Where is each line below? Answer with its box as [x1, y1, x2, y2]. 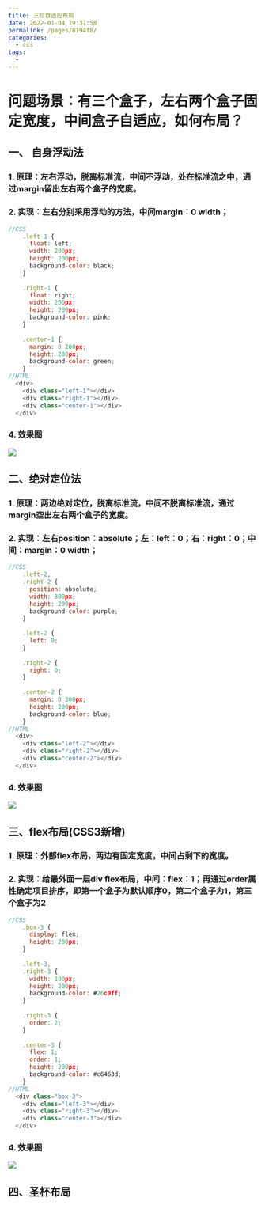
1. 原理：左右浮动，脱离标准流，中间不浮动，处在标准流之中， [8, 172, 243, 183]
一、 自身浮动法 [8, 146, 84, 159]
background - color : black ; [28, 262, 115, 270]
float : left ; [28, 240, 73, 248]
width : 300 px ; [28, 593, 77, 601]
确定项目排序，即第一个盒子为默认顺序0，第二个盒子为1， [16, 885, 236, 896]
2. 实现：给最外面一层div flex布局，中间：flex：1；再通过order [8, 873, 248, 885]
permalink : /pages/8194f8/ [8, 26, 97, 34]
